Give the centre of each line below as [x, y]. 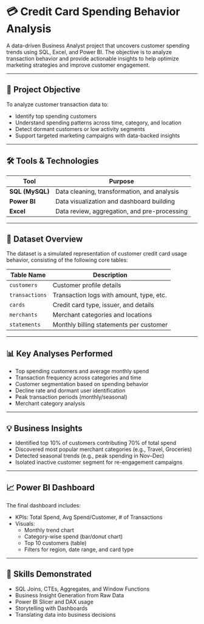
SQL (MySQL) [29, 191]
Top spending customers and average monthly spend [82, 371]
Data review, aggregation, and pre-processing [122, 211]
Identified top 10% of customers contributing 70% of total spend [96, 443]
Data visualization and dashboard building [115, 201]
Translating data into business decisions [65, 614]
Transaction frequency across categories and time [78, 378]
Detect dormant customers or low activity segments [80, 129]
